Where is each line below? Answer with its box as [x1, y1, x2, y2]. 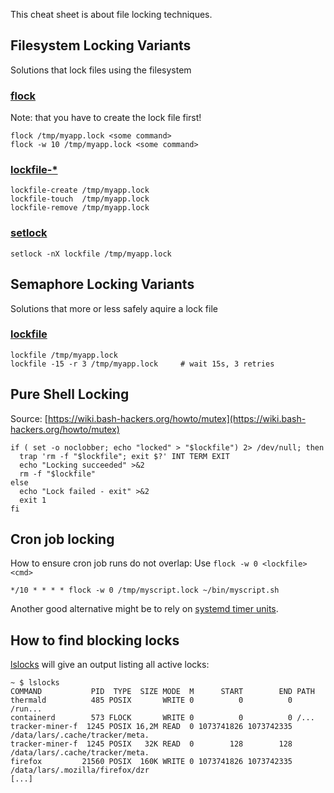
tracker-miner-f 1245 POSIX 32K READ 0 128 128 [10, 739, 293, 749]
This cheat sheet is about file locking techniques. [10, 9, 213, 20]
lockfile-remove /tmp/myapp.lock [10, 203, 150, 213]
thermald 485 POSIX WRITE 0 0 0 [10, 695, 293, 706]
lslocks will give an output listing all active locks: [10, 659, 210, 671]
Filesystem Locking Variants [10, 37, 192, 54]
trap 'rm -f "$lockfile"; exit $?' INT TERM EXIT [19, 451, 230, 461]
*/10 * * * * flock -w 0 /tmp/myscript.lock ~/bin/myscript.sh [10, 585, 280, 596]
